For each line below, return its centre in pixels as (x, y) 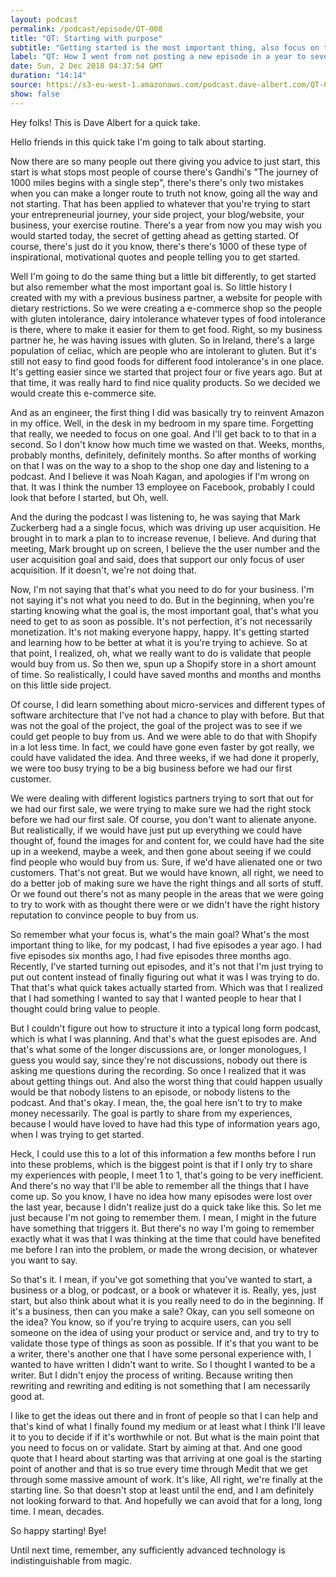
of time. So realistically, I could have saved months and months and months (166, 674)
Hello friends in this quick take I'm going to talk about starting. (138, 142)
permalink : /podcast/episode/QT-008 (86, 29)
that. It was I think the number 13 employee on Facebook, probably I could (162, 487)
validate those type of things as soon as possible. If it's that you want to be (164, 1343)
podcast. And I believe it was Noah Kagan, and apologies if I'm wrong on (160, 476)
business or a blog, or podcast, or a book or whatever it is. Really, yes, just (163, 1290)
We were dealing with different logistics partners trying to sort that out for (162, 798)
